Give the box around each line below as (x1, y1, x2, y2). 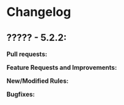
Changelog (6, 4, 71, 20)
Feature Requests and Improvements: (6, 64, 117, 71)
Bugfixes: (6, 90, 35, 98)
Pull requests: (6, 50, 48, 58)
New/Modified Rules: (6, 77, 69, 85)
